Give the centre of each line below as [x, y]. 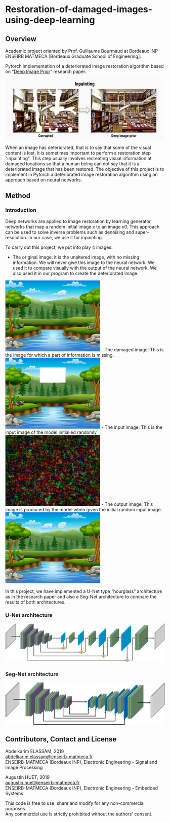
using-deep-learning [50, 20]
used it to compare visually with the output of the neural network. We [84, 268]
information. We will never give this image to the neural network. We [84, 263]
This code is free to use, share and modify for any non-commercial [75, 803]
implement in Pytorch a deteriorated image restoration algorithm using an [81, 174]
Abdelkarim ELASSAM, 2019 [35, 752]
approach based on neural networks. [44, 180]
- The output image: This [127, 504]
